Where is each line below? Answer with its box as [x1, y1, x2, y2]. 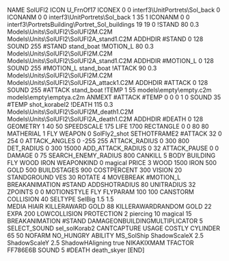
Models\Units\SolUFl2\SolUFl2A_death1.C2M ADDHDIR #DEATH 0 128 [7, 115, 204, 123]
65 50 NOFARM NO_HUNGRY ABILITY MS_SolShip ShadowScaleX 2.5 [7, 232, 204, 239]
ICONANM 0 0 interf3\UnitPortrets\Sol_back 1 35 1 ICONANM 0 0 [7, 13, 190, 21]
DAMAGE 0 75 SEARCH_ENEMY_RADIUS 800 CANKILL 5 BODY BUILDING [7, 151, 216, 160]
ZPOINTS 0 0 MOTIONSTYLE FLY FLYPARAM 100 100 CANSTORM [7, 188, 195, 196]
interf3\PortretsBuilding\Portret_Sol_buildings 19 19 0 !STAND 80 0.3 [7, 21, 200, 28]
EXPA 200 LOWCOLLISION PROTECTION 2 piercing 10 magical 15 [7, 210, 192, 218]
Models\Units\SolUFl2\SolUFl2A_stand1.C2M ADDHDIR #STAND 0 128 [7, 35, 204, 43]
